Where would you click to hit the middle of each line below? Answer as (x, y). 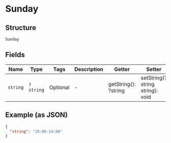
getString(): (122, 84)
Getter (122, 69)
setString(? (154, 78)
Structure (21, 28)
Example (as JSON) (36, 115)
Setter (154, 69)
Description (89, 69)
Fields (15, 55)
